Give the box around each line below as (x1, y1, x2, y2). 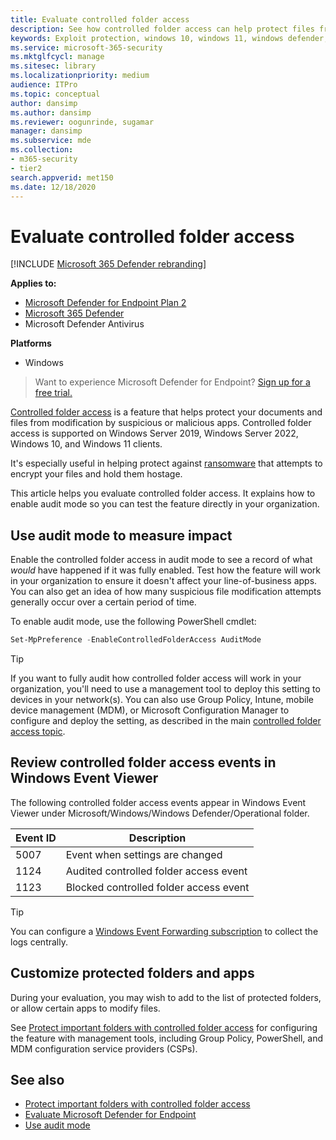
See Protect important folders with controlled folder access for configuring (10, 1021, 318, 1033)
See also (10, 1072, 65, 1089)
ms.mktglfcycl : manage (10, 52, 105, 62)
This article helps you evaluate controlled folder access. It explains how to (10, 487, 316, 500)
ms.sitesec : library (10, 61, 97, 71)
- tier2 (10, 163, 43, 173)
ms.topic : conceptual (10, 89, 101, 99)
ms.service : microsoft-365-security (10, 42, 163, 53)
